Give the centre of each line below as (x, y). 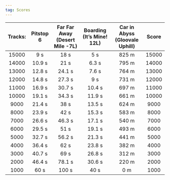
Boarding (95, 30)
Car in (127, 27)
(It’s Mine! (95, 37)
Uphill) (127, 46)
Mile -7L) (66, 46)
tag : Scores (18, 10)
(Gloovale (127, 40)
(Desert (66, 40)
